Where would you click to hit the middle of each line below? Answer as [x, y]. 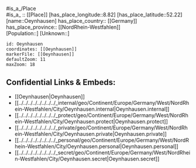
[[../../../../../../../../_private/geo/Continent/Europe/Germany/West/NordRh [101, 128]
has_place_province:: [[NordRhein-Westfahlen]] [63, 27]
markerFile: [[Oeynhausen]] [40, 54]
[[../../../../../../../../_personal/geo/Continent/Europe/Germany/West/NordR [102, 140]
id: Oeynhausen [25, 44]
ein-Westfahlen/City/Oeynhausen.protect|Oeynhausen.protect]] [91, 121]
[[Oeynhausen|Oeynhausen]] [49, 97]
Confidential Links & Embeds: [61, 82]
